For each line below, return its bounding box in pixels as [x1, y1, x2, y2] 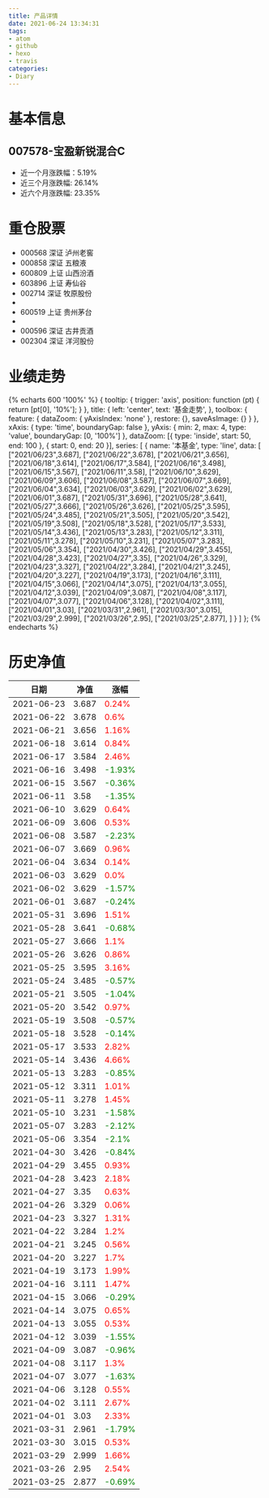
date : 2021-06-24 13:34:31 [8, 19, 100, 28]
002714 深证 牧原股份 [19, 288, 92, 298]
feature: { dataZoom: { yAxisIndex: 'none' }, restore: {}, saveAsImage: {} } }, [8, 413, 259, 423]
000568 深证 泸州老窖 [19, 248, 94, 257]
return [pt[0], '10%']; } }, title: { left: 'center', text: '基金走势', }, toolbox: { [8, 404, 248, 414]
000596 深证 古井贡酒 [19, 325, 94, 335]
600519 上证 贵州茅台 [19, 307, 92, 316]
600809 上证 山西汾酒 [19, 268, 95, 278]
